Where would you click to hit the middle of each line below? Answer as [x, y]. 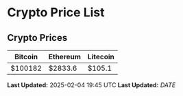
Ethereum [64, 57]
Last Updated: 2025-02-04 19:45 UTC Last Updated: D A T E [91, 85]
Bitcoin [26, 57]
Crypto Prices [37, 38]
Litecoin [101, 57]
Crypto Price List [56, 13]
